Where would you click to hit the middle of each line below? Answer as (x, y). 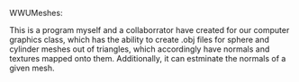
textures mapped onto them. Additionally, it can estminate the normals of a (148, 58)
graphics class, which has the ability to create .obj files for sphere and (140, 40)
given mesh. (32, 68)
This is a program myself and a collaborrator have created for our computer (149, 30)
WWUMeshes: (36, 13)
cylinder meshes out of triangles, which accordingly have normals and (140, 49)
